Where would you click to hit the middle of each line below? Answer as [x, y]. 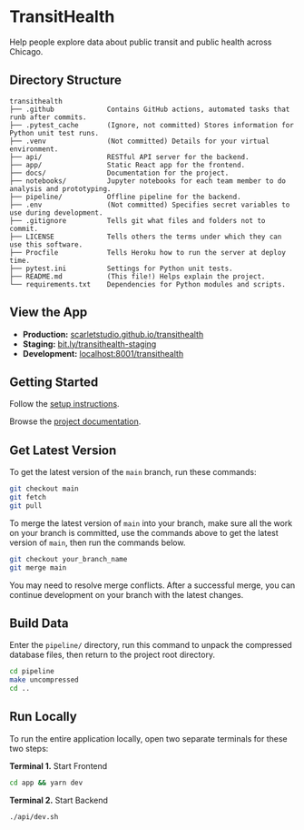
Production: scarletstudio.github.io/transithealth [113, 334]
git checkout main [44, 489]
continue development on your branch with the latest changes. [127, 594]
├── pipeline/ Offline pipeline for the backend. [126, 197]
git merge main [38, 567]
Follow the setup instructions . [64, 404]
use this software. [46, 244]
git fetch [28, 498]
